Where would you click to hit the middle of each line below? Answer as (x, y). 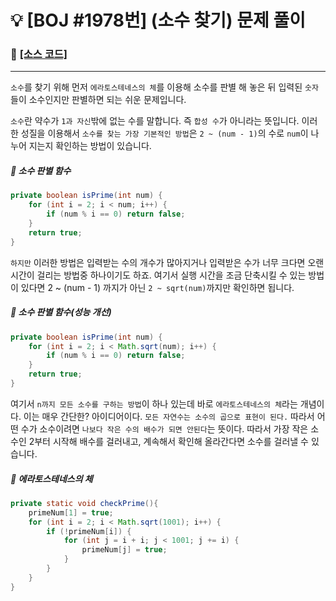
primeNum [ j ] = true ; (124, 550)
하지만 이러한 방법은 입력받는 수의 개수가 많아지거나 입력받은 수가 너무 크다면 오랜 (167, 262)
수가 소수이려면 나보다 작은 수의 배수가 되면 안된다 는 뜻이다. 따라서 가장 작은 (164, 428)
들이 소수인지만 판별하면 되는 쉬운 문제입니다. (98, 100)
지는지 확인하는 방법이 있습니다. (90, 146)
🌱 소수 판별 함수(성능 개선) (61, 312)
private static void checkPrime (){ (84, 503)
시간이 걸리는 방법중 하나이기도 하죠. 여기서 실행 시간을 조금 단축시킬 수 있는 (158, 275)
